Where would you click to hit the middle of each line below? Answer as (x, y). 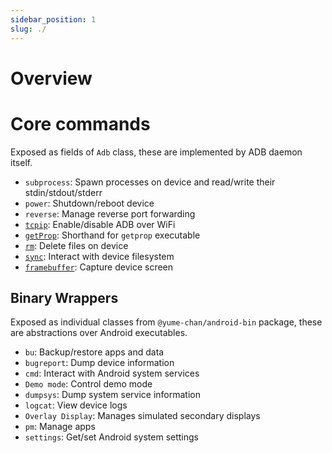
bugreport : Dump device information (99, 363)
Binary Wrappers (64, 298)
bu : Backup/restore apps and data (94, 352)
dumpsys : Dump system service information (112, 395)
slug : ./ (28, 29)
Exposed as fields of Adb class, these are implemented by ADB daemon (156, 152)
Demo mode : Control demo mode (88, 384)
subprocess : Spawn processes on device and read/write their (150, 182)
